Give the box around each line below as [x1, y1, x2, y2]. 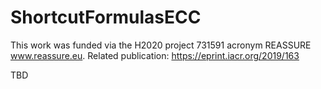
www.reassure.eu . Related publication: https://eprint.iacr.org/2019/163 [10, 49, 300, 61]
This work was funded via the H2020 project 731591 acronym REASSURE [10, 39, 312, 51]
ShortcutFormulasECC [10, 6, 202, 29]
